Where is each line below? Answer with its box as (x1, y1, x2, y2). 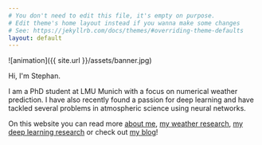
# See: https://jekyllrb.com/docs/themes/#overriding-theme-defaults (8, 26, 244, 34)
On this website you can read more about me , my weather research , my (8, 119, 244, 128)
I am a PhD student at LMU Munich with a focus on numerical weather (8, 87, 238, 96)
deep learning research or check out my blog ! (8, 127, 158, 137)
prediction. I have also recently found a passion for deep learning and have (8, 95, 255, 104)
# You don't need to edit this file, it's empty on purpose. (8, 11, 216, 20)
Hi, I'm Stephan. (8, 71, 61, 80)
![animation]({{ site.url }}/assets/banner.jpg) (8, 56, 153, 65)
